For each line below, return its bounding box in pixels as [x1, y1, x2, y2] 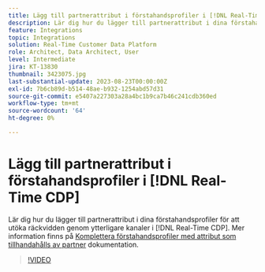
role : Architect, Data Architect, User [8, 48, 140, 56]
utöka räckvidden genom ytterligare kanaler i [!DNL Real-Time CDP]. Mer [8, 222, 245, 233]
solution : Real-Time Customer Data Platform [8, 41, 157, 49]
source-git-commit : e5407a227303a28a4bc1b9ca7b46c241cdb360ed [8, 92, 217, 100]
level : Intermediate [8, 56, 77, 64]
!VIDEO [27, 255, 51, 264]
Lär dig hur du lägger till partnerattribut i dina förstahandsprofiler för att [8, 214, 240, 224]
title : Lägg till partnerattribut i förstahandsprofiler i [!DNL [8, 11, 227, 20]
